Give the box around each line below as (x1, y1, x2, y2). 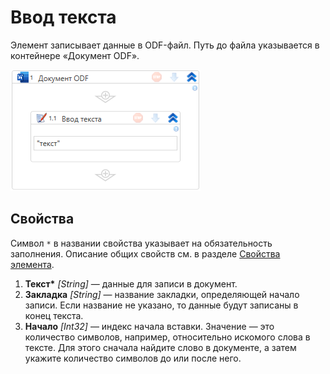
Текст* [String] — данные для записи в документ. (24, 277, 238, 290)
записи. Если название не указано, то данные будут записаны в (24, 299, 299, 311)
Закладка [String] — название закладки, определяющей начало (24, 288, 300, 300)
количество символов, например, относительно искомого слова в (24, 331, 311, 343)
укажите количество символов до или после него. (24, 352, 242, 364)
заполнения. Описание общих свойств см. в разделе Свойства (10, 247, 281, 260)
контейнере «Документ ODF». (10, 49, 140, 61)
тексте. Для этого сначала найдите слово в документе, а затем (24, 341, 297, 353)
